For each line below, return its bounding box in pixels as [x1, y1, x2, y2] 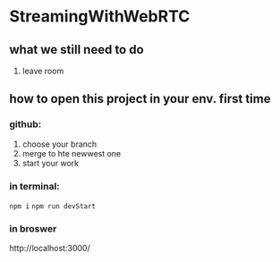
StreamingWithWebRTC [9, 6, 191, 27]
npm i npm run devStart [9, 201, 97, 211]
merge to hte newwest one [21, 148, 122, 158]
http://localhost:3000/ [9, 243, 91, 254]
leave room [21, 65, 64, 76]
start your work [21, 157, 79, 168]
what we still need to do [9, 42, 145, 57]
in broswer [9, 222, 57, 234]
